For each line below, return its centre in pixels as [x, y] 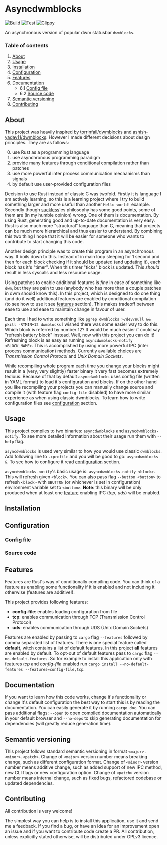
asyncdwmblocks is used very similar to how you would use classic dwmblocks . [83, 451]
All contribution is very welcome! [39, 811]
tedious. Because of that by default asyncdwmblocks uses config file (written [82, 377]
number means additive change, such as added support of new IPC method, [83, 767]
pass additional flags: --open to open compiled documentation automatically [83, 713]
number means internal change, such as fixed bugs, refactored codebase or [83, 778]
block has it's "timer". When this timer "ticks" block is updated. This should [82, 267]
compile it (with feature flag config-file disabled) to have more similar [78, 392]
